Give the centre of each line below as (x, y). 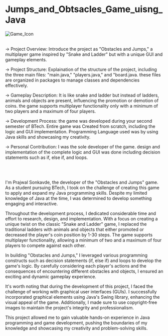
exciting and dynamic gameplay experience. (51, 276)
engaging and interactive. (32, 203)
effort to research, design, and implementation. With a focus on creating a (81, 219)
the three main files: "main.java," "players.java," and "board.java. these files (83, 74)
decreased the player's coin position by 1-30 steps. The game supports (79, 234)
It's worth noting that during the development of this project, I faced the (79, 286)
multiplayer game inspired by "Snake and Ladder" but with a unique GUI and (84, 54)
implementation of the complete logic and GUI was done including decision (83, 152)
